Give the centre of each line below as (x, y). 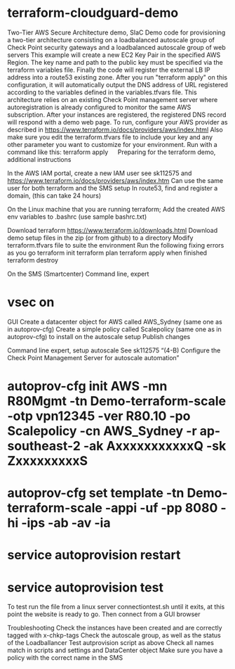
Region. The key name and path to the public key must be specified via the (115, 62)
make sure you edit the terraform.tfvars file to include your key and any (110, 137)
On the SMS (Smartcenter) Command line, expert (78, 274)
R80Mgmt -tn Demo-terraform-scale (117, 401)
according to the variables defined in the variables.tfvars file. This (102, 92)
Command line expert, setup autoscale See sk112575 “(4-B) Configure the (114, 350)
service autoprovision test (85, 587)
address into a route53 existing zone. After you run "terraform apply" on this (117, 77)
